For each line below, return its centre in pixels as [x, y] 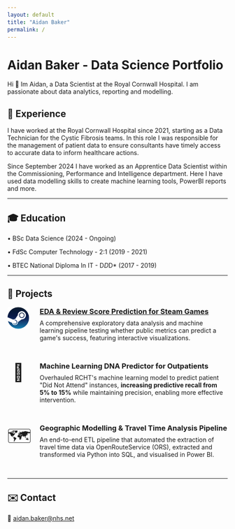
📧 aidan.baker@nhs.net [41, 518]
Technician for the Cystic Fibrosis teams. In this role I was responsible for [113, 138]
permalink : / [26, 29]
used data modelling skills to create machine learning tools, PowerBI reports [117, 181]
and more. [22, 189]
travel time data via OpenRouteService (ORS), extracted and [126, 447]
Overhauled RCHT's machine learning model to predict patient [129, 377]
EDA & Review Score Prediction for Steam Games [124, 311]
